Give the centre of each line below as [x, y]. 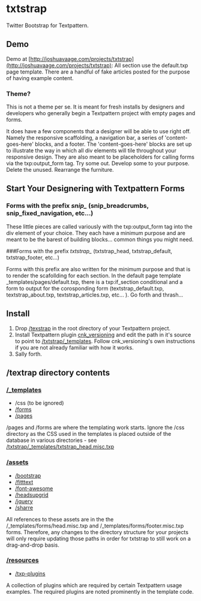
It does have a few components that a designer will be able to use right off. [98, 131]
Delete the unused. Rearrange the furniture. [60, 170]
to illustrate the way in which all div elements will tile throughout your [91, 151]
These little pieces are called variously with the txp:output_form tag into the [100, 226]
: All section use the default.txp [150, 65]
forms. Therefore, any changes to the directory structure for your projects [97, 532]
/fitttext [24, 482]
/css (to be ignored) [39, 403]
